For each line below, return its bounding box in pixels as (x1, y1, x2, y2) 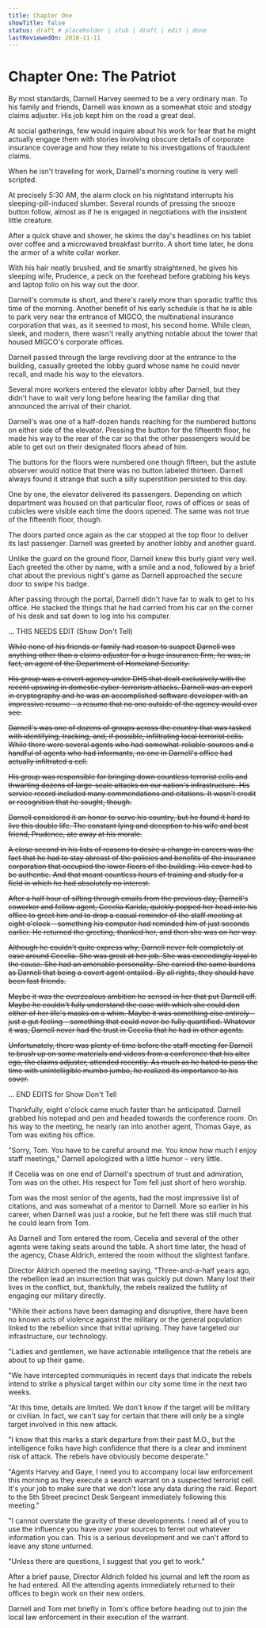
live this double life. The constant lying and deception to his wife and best (8, 821, 249, 831)
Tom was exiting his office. (8, 1130, 96, 1140)
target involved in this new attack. (8, 1420, 119, 1429)
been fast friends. (8, 977, 66, 986)
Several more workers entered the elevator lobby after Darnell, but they (8, 385, 241, 394)
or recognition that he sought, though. (8, 797, 132, 807)
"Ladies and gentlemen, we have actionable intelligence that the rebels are (8, 1347, 252, 1357)
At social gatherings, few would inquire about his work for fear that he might (8, 126, 256, 135)
